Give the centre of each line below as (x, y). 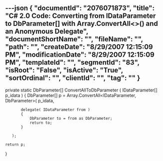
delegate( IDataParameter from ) (56, 110)
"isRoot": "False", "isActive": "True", (64, 70)
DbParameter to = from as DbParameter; (71, 118)
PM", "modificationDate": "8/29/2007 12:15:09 (80, 55)
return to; (41, 123)
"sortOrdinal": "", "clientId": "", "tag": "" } (73, 78)
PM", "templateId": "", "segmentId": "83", (72, 62)
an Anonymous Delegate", (47, 32)
